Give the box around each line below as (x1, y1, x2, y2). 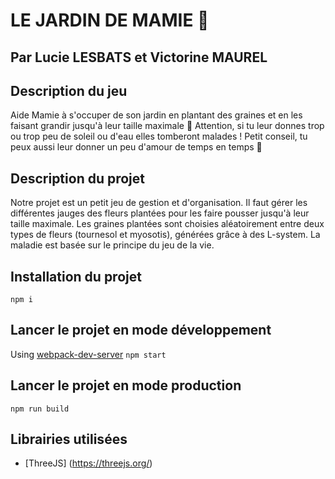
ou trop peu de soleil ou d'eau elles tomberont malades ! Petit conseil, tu (10, 130, 308, 143)
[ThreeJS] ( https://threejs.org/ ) (24, 457, 153, 469)
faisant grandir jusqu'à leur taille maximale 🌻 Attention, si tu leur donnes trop (10, 120, 325, 132)
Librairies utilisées (10, 431, 128, 448)
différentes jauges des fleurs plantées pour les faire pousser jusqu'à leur (10, 207, 310, 219)
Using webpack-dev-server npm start (10, 348, 167, 360)
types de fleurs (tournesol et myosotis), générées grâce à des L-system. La (10, 229, 321, 241)
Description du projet (10, 170, 146, 187)
